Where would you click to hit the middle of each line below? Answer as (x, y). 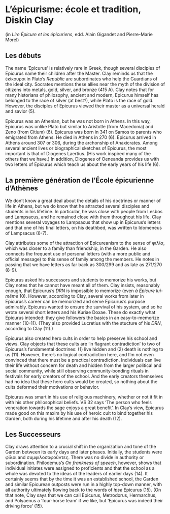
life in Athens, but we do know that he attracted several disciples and (77, 206)
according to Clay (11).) (29, 328)
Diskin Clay (30, 20)
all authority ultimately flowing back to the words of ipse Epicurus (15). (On (83, 490)
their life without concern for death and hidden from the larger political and (83, 365)
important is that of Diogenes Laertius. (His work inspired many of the (78, 153)
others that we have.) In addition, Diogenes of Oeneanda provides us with (82, 159)
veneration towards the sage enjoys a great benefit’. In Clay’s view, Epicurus (84, 408)
